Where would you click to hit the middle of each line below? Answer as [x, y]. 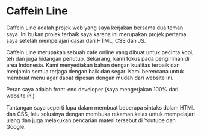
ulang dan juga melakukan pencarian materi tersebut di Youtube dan [91, 120]
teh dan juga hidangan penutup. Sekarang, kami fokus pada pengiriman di [98, 58]
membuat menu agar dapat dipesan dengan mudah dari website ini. [90, 78]
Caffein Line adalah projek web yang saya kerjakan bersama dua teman [95, 28]
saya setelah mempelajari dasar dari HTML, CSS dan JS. [76, 40]
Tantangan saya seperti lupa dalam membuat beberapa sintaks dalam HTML [101, 107]
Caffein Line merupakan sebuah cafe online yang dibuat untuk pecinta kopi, [100, 52]
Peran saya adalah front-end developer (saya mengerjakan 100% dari [92, 89]
